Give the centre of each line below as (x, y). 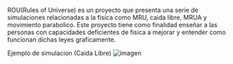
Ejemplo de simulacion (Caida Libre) (59, 53)
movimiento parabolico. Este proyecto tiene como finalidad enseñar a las (112, 25)
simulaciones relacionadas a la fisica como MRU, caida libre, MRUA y (107, 17)
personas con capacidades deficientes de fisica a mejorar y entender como (116, 32)
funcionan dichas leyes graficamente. (62, 40)
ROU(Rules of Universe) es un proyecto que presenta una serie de (103, 10)
